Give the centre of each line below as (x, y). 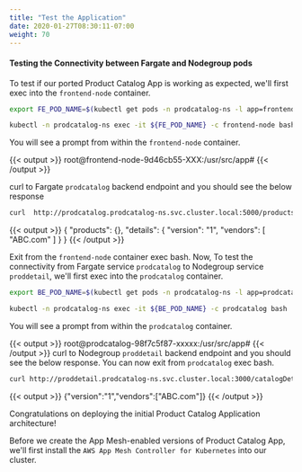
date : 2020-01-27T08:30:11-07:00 (72, 26)
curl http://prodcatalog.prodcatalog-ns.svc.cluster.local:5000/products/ (154, 213)
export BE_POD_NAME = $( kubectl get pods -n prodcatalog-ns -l (126, 293)
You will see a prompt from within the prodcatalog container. (121, 325)
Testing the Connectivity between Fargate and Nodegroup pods (131, 63)
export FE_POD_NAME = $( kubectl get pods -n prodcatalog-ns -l (126, 109)
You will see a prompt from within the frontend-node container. (125, 142)
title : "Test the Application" (68, 18)
